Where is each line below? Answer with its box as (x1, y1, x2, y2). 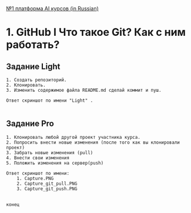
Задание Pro (6, 119, 54, 129)
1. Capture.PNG (16, 175, 54, 181)
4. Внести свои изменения (6, 155, 69, 161)
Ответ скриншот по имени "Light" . (6, 98, 93, 104)
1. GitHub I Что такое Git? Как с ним (6, 26, 186, 39)
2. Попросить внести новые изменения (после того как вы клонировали (6, 139, 180, 145)
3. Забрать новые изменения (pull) (6, 149, 93, 155)
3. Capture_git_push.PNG (16, 185, 78, 192)
